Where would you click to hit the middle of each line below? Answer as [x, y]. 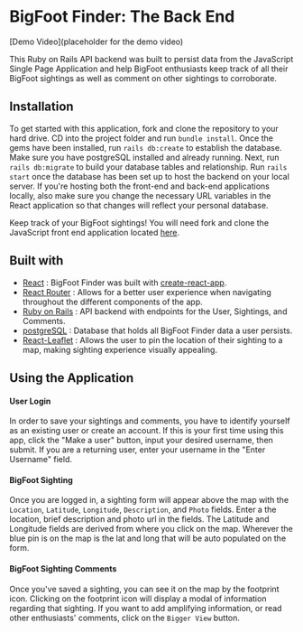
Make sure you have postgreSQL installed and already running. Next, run [144, 157]
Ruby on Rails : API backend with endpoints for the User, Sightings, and [155, 311]
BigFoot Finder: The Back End [122, 17]
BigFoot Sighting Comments [63, 568]
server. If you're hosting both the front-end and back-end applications [140, 186]
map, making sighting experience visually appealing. [120, 349]
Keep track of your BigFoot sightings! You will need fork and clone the [139, 222]
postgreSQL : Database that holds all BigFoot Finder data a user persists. [157, 330]
